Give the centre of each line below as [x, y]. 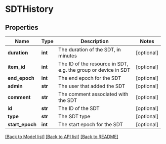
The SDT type [74, 116]
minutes [68, 56]
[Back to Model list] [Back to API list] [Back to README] [62, 137]
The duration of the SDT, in [90, 49]
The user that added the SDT [92, 86]
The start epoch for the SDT [91, 124]
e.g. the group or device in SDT [94, 70]
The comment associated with [93, 94]
